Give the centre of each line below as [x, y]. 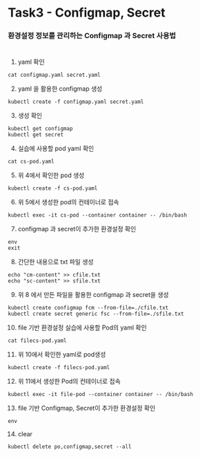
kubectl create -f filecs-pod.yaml [59, 368]
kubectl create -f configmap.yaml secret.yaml [76, 102]
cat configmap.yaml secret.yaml [54, 75]
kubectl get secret [36, 135]
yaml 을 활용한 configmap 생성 [60, 89]
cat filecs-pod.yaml [38, 341]
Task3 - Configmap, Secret [87, 13]
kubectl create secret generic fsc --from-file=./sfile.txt [96, 314]
